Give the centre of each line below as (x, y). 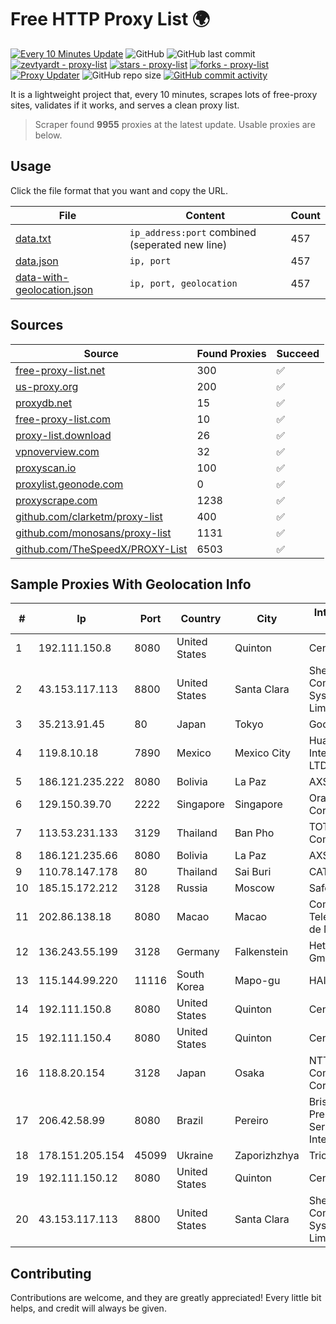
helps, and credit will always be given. (88, 1308)
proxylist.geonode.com (69, 484)
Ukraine (195, 1156)
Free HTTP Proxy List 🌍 (110, 19)
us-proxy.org (47, 386)
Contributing (51, 1273)
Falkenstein (261, 952)
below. (48, 135)
